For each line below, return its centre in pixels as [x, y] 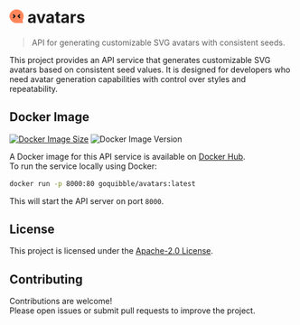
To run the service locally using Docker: [84, 166]
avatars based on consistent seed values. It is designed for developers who [150, 70]
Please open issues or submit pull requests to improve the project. [132, 311]
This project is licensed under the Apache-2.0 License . [112, 251]
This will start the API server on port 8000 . [87, 200]
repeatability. [34, 88]
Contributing [46, 279]
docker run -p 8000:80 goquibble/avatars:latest [103, 183]
